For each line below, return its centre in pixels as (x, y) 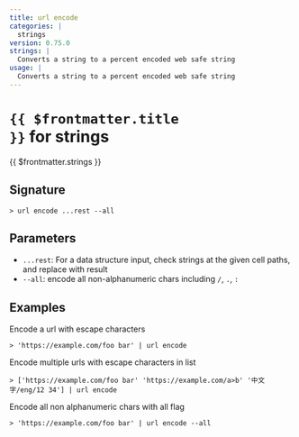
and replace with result (65, 269)
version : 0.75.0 (40, 43)
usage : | (26, 68)
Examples (37, 307)
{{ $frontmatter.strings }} (55, 161)
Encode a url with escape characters (77, 329)
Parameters (43, 238)
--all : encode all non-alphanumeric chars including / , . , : (130, 279)
